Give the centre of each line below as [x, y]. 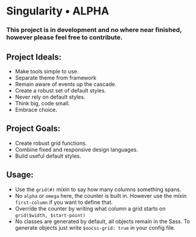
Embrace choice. [36, 109]
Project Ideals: [34, 57]
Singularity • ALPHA [58, 11]
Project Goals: [33, 128]
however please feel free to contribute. [65, 37]
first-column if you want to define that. [64, 202]
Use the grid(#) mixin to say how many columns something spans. [98, 189]
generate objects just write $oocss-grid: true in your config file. [95, 227]
